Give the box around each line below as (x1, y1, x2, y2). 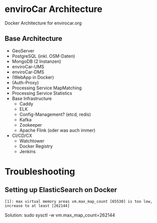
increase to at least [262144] (4, 203, 70, 208)
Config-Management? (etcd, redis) (19, 111, 91, 117)
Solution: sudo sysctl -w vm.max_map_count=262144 (4, 212, 115, 218)
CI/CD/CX (11, 132, 32, 138)
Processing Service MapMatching (11, 85, 82, 91)
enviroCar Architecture (4, 3, 103, 15)
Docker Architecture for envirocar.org (4, 20, 82, 26)
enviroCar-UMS (11, 63, 44, 69)
